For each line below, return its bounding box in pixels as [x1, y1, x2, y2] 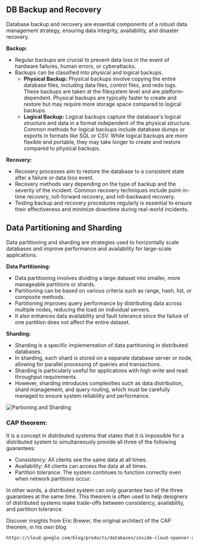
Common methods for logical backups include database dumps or [23, 125, 185, 133]
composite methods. [14, 293, 65, 300]
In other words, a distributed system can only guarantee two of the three [6, 486, 184, 493]
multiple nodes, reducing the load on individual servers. [14, 306, 151, 313]
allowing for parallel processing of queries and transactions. [14, 360, 162, 367]
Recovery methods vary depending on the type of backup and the [14, 180, 176, 187]
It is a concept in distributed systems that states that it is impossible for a [6, 432, 185, 439]
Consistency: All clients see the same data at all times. [14, 456, 147, 463]
